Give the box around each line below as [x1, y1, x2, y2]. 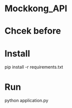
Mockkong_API [4, 3, 68, 14]
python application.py [4, 98, 48, 104]
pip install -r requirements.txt [4, 64, 63, 70]
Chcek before [4, 26, 61, 37]
